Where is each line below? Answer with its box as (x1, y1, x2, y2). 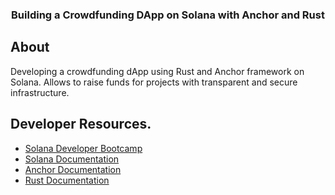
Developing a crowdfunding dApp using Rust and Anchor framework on (10, 65, 305, 77)
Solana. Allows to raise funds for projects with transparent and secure (10, 76, 298, 88)
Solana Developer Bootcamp (24, 142, 143, 154)
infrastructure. (10, 86, 70, 98)
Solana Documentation (24, 153, 120, 165)
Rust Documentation (24, 174, 110, 186)
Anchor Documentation (24, 163, 122, 175)
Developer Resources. (10, 116, 152, 133)
